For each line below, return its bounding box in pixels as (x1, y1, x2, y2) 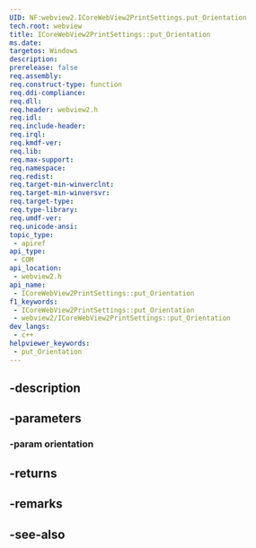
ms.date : (9, 38, 42, 48)
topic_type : (9, 230, 54, 239)
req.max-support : (9, 155, 75, 164)
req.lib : (9, 146, 42, 155)
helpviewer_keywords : (9, 339, 91, 348)
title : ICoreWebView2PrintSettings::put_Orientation (9, 30, 211, 39)
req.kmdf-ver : (9, 138, 63, 147)
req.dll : (9, 96, 42, 106)
